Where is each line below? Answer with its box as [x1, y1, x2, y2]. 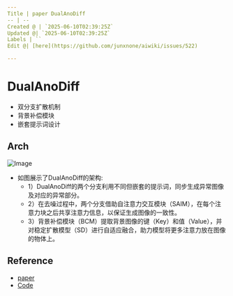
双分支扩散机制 [17, 102, 61, 111]
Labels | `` [7, 36, 42, 43]
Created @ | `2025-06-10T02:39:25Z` [7, 23, 114, 30]
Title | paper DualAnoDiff [7, 10, 86, 17]
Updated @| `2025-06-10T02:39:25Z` [7, 29, 111, 37]
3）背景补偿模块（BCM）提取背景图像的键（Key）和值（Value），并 [27, 217, 223, 225]
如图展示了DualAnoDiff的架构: [17, 173, 103, 182]
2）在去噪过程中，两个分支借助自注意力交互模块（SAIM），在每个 [27, 199, 216, 208]
